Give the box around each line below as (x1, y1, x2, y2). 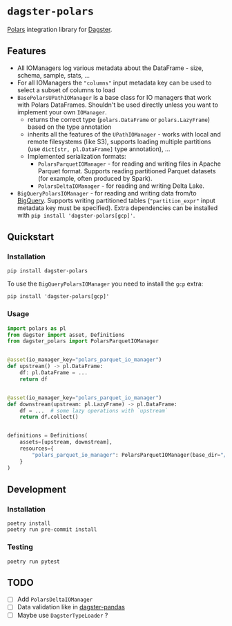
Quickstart (7, 231, 55, 243)
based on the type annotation (27, 123, 112, 131)
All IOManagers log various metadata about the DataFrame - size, (17, 64, 204, 72)
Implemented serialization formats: (27, 152, 126, 160)
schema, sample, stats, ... (17, 71, 90, 79)
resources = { (19, 445, 54, 452)
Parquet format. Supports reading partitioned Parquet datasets (37, 166, 216, 175)
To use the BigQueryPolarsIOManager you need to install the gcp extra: (7, 279, 204, 288)
